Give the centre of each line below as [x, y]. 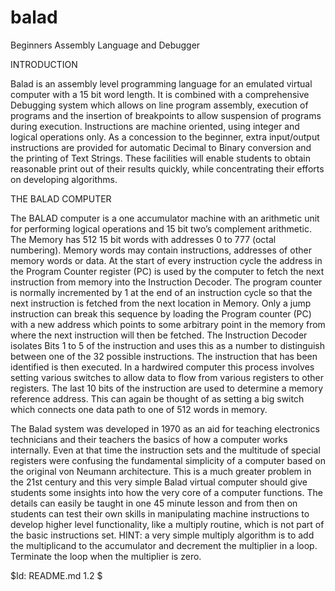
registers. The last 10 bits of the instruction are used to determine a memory [167, 388]
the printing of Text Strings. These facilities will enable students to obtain [160, 158]
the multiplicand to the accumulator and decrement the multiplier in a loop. [164, 545]
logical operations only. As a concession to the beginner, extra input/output [165, 137]
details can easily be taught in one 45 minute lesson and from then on [154, 503]
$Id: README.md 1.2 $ [56, 575]
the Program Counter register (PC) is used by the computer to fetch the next [167, 271]
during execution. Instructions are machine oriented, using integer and [155, 126]
